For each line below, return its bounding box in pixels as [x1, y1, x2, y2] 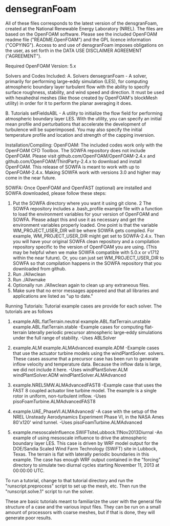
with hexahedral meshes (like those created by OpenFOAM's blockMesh [5, 95, 158, 101]
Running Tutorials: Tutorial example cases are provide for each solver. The [5, 303, 162, 309]
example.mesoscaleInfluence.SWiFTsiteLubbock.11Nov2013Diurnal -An [12, 429, 163, 435]
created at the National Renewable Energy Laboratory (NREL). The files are [5, 25, 163, 31]
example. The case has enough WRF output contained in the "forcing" [12, 456, 161, 463]
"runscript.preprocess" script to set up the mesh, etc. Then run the [5, 483, 146, 489]
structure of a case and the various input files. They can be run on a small [5, 503, 161, 510]
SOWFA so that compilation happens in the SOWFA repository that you [12, 260, 162, 266]
